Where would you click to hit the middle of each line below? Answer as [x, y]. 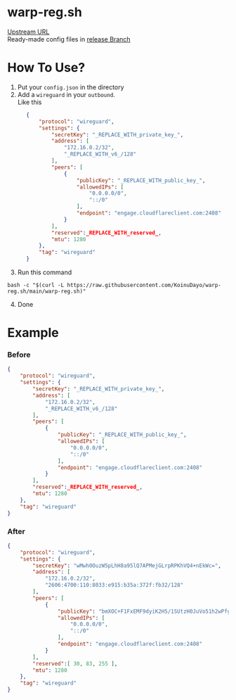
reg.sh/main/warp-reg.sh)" [47, 291]
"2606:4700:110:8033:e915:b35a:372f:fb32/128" [114, 585]
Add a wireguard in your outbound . [66, 94]
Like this [29, 102]
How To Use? [46, 68]
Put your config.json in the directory [71, 87]
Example [33, 333]
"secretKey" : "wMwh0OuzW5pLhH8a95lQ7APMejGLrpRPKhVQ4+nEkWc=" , [127, 566]
